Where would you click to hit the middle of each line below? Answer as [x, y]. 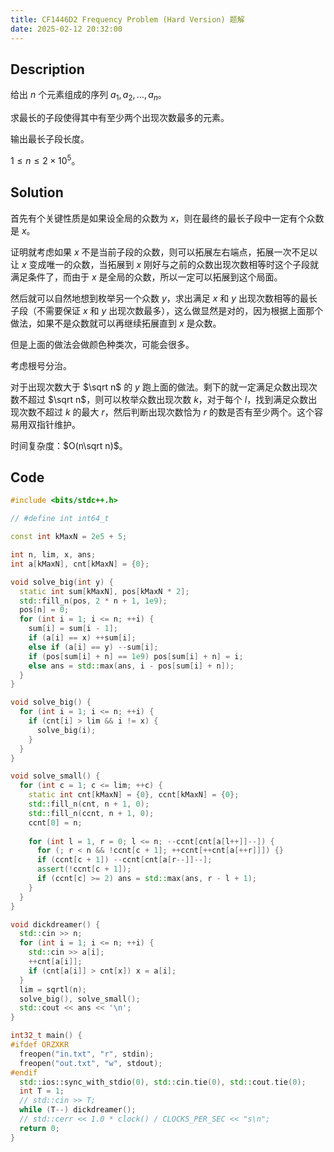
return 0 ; [39, 1128]
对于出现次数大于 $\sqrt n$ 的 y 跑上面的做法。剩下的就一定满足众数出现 [159, 387]
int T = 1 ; [42, 1091]
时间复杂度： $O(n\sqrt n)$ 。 [69, 445]
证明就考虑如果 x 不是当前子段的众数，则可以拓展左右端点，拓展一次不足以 [164, 252]
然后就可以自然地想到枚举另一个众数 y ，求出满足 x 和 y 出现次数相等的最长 [164, 298]
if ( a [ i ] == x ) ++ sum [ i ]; [82, 638]
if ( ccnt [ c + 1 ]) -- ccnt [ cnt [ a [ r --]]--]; [124, 860]
